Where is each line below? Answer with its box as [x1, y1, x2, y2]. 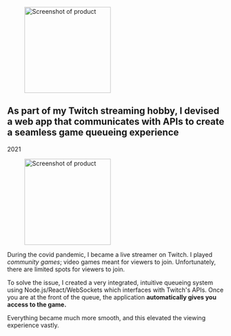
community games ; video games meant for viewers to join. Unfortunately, [7, 258, 216, 266]
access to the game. [7, 300, 67, 308]
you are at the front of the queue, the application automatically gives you [7, 293, 217, 301]
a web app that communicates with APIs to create [7, 116, 225, 127]
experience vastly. [7, 321, 59, 329]
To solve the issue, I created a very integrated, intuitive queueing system [7, 278, 214, 286]
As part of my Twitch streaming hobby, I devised [7, 105, 220, 117]
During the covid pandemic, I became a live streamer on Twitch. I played [7, 250, 212, 258]
